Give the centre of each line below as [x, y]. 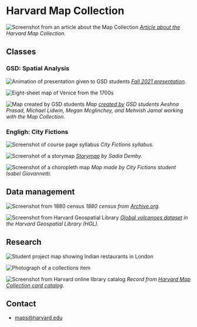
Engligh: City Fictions [37, 132]
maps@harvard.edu [38, 318]
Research [24, 242]
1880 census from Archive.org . [123, 206]
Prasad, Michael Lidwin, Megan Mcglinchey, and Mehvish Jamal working [95, 110]
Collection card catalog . [35, 285]
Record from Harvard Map [159, 279]
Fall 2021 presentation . [159, 81]
